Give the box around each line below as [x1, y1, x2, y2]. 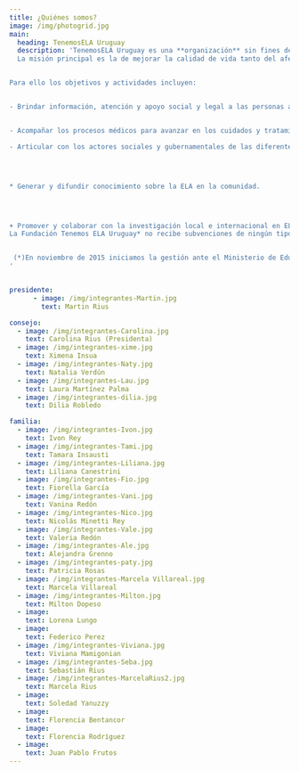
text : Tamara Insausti [25, 450, 109, 459]
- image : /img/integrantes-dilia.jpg [17, 393, 158, 402]
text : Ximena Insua [25, 351, 98, 361]
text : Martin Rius [41, 302, 109, 311]
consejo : [9, 318, 42, 327]
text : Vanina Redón [25, 500, 98, 509]
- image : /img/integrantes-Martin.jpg [32, 293, 177, 303]
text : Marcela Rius [25, 683, 98, 692]
